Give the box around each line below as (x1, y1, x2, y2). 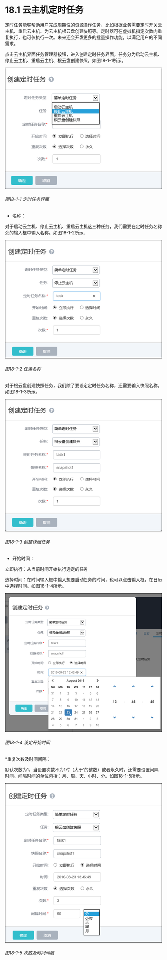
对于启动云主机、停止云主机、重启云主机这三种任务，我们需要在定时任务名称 (5, 223, 162, 230)
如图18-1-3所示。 (5, 388, 40, 395)
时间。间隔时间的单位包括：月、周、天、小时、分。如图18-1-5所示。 (5, 773, 145, 779)
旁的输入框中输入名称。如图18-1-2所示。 (5, 230, 88, 236)
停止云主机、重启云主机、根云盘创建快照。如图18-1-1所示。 (5, 57, 126, 63)
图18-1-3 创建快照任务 (5, 539, 50, 545)
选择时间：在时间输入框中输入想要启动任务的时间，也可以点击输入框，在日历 (5, 576, 162, 582)
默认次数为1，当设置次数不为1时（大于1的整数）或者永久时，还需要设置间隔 (5, 766, 159, 772)
